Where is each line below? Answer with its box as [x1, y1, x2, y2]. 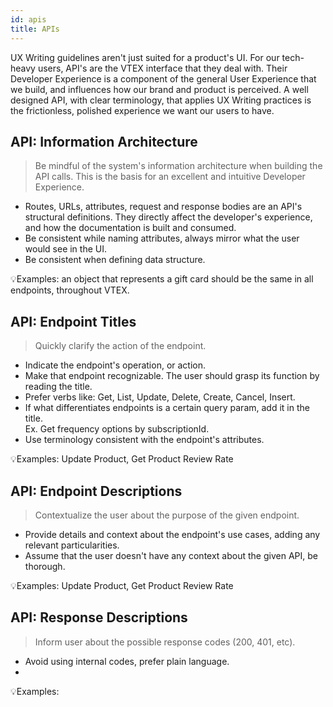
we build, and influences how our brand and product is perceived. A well [10, 83, 309, 95]
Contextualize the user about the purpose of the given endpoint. [34, 509, 300, 521]
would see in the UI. [24, 243, 107, 255]
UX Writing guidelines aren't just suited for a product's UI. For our [10, 51, 280, 63]
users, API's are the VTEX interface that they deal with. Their [37, 62, 288, 74]
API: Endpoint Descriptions [10, 482, 183, 500]
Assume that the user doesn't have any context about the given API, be [24, 549, 318, 561]
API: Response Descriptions [10, 609, 188, 626]
